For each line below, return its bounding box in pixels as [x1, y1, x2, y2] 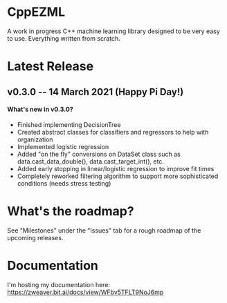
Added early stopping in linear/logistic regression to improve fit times [17, 164, 215, 173]
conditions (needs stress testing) [17, 179, 111, 187]
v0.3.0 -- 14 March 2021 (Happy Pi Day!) [7, 86, 184, 97]
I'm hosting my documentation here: [7, 280, 111, 289]
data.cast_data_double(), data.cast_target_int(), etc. [17, 157, 165, 166]
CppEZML [7, 4, 66, 20]
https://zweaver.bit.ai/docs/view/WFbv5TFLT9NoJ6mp [7, 288, 164, 296]
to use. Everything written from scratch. [7, 34, 121, 42]
